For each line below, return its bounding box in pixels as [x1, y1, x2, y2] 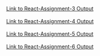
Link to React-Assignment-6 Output [6, 43, 94, 50]
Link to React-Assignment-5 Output [6, 30, 94, 38]
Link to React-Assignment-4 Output [6, 18, 94, 24]
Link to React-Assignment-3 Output [6, 5, 94, 12]
